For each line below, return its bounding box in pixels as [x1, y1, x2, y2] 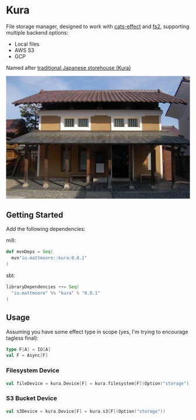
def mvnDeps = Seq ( [6, 249, 54, 255]
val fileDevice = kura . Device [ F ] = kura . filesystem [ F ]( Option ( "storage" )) [6, 380, 192, 387]
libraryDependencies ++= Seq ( [6, 284, 80, 290]
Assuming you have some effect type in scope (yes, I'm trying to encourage [6, 328, 188, 335]
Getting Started [6, 210, 64, 220]
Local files [14, 40, 40, 47]
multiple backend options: [6, 29, 69, 36]
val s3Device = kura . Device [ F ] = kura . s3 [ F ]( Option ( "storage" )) [6, 408, 166, 414]
